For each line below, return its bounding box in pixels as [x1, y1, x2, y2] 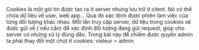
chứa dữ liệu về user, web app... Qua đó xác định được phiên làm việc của [6, 12, 188, 19]
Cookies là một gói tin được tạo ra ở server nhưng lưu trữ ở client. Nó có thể [6, 6, 192, 12]
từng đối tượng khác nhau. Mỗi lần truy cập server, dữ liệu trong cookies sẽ [6, 18, 191, 25]
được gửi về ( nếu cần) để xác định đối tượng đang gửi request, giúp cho [6, 24, 185, 32]
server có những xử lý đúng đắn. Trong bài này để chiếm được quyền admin [6, 31, 193, 38]
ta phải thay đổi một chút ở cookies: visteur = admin [6, 37, 134, 44]
